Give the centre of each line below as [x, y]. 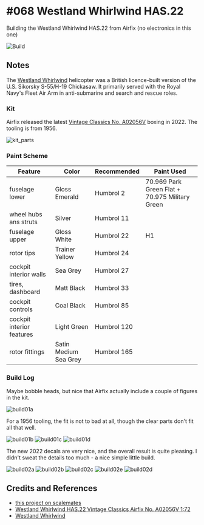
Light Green [72, 327]
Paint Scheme [27, 156]
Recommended [117, 171]
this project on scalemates [48, 503]
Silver [63, 218]
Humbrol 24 [112, 253]
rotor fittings [27, 352]
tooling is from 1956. [32, 128]
